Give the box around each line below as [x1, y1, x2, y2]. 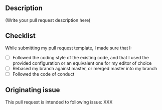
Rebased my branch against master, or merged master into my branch [12, 65, 157, 71]
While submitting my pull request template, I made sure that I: [5, 45, 132, 51]
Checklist [5, 32, 36, 40]
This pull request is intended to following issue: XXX [5, 99, 113, 105]
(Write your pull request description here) [5, 17, 91, 23]
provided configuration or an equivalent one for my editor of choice [12, 60, 152, 66]
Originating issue [5, 86, 60, 94]
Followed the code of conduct [12, 71, 75, 77]
